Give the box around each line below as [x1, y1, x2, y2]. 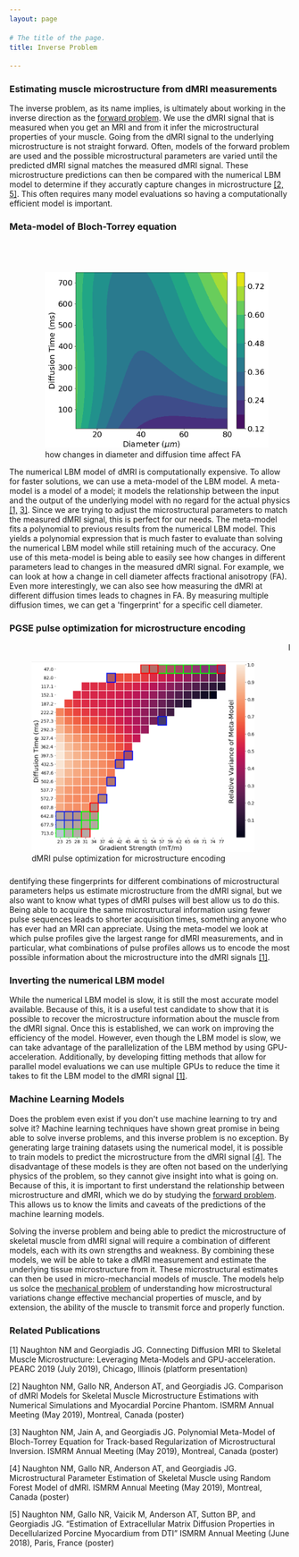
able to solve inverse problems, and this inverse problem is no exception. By [9, 1132, 289, 1143]
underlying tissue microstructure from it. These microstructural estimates [9, 1263, 278, 1274]
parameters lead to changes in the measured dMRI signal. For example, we [9, 561, 285, 572]
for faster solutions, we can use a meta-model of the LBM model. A [9, 475, 256, 487]
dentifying [9, 876, 47, 887]
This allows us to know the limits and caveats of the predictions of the [9, 1199, 266, 1210]
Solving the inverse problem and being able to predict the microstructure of [9, 1226, 287, 1237]
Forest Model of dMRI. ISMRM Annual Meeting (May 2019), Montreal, [9, 1482, 262, 1493]
